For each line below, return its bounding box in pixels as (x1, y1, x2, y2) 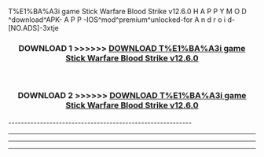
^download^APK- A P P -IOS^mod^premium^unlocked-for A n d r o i (8, 15, 226, 24)
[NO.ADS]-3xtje (8, 24, 59, 32)
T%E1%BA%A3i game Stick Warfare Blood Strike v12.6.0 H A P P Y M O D (8, 7, 247, 16)
